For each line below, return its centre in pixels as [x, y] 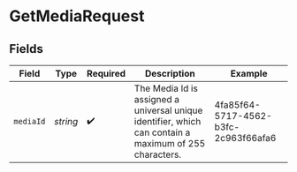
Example [249, 74]
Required [107, 74]
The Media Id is [166, 88]
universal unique [168, 110]
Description [170, 74]
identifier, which [168, 121]
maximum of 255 [170, 143]
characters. [158, 154]
